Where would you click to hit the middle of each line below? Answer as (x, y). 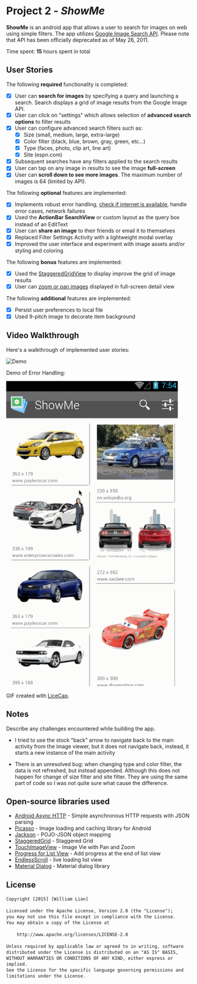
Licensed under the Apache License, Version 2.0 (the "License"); (90, 911)
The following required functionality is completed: (67, 84)
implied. (17, 964)
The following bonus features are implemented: (64, 262)
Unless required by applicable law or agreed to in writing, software (95, 947)
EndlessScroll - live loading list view (58, 860)
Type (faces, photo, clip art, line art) (67, 148)
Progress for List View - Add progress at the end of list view (88, 854)
